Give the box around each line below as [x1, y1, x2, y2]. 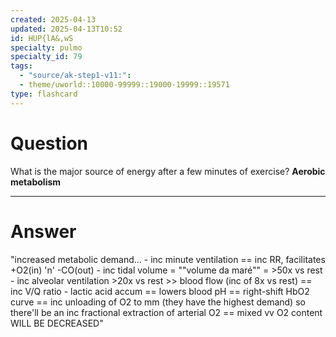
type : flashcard [10, 89, 78, 99]
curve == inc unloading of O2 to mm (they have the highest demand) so [10, 296, 306, 308]
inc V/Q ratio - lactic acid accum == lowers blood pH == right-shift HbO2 [10, 285, 310, 297]
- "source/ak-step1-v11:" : [19, 71, 132, 81]
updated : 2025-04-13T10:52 [10, 24, 123, 34]
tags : [10, 61, 33, 71]
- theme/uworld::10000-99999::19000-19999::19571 [19, 80, 230, 90]
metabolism [10, 176, 62, 188]
